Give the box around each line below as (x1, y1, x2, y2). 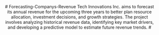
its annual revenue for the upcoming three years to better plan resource (7, 9, 152, 15)
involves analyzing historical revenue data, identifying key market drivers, (5, 19, 154, 25)
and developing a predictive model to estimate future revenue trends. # (7, 24, 152, 30)
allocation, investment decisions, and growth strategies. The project (11, 14, 148, 20)
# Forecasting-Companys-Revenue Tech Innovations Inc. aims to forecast (5, 4, 154, 9)
